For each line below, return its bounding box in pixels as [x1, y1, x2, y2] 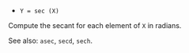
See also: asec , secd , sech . [8, 36, 93, 45]
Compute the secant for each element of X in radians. [8, 21, 182, 30]
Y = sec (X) [19, 7, 59, 15]
